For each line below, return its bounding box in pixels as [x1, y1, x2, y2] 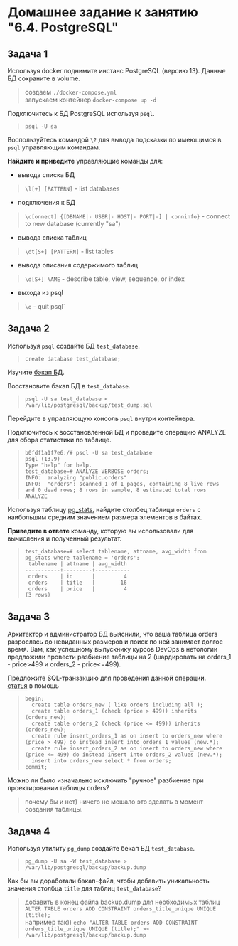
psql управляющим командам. [7, 143, 101, 152]
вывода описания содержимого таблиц [17, 261, 139, 269]
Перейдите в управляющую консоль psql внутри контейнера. [7, 414, 195, 422]
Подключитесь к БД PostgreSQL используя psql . [7, 110, 155, 117]
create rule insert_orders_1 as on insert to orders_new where [31, 732, 222, 740]
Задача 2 [7, 323, 50, 335]
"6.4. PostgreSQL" [7, 19, 119, 36]
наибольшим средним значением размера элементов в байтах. [7, 513, 202, 521]
